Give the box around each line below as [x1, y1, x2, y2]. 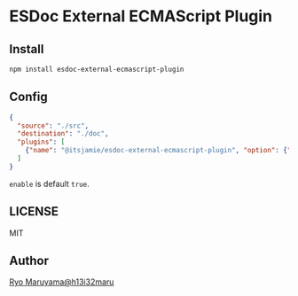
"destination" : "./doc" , [17, 129, 109, 138]
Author [9, 253, 49, 269]
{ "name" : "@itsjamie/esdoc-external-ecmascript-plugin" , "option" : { [25, 146, 288, 155]
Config [9, 90, 48, 105]
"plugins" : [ [17, 137, 66, 147]
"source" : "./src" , [17, 121, 90, 130]
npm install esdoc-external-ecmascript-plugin [9, 65, 184, 74]
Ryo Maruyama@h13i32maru [9, 277, 114, 287]
